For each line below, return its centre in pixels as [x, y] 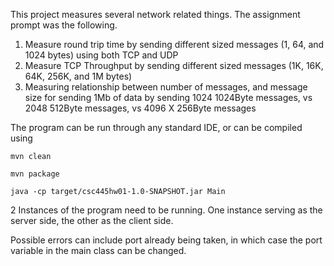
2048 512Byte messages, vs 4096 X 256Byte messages [140, 108]
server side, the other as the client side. [92, 220]
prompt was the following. [64, 25]
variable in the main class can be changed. [98, 250]
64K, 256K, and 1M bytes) [78, 76]
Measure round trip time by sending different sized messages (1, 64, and [174, 44]
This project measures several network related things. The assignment [155, 14]
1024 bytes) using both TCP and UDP [101, 55]
